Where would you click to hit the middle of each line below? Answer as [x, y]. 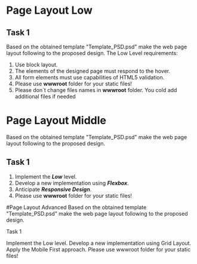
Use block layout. [36, 65]
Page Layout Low [49, 10]
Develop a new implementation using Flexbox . [72, 183]
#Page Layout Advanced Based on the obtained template [76, 207]
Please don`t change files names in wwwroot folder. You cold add [96, 90]
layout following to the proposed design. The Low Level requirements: [92, 53]
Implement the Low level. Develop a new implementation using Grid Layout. [99, 243]
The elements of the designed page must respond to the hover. [93, 71]
